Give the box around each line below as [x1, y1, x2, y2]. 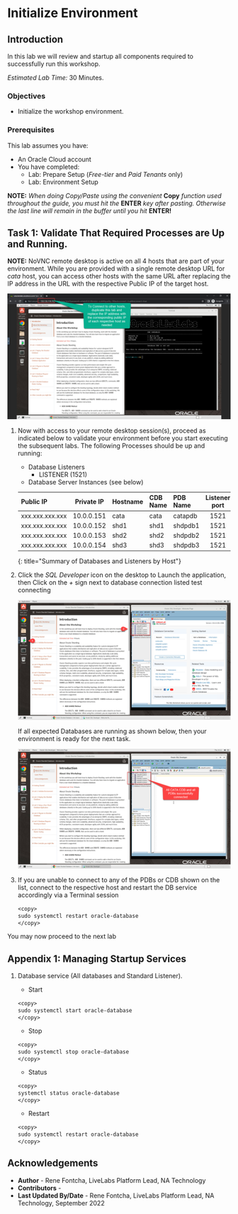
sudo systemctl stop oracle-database [17, 1048, 130, 1056]
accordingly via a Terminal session [17, 891, 119, 899]
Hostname [112, 497, 144, 506]
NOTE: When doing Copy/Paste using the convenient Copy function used [7, 191, 222, 200]
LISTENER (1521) [38, 470, 87, 479]
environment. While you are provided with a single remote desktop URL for [7, 264, 225, 273]
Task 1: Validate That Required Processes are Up [7, 227, 225, 239]
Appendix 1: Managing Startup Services [7, 953, 186, 965]
